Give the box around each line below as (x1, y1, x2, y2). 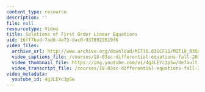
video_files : (6, 43, 40, 49)
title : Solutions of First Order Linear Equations (6, 31, 138, 38)
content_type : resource (6, 8, 67, 15)
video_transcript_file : (12, 65, 72, 71)
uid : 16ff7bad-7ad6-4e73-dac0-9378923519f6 (6, 37, 119, 43)
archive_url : (12, 48, 45, 54)
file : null (6, 20, 34, 26)
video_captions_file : (12, 54, 67, 60)
